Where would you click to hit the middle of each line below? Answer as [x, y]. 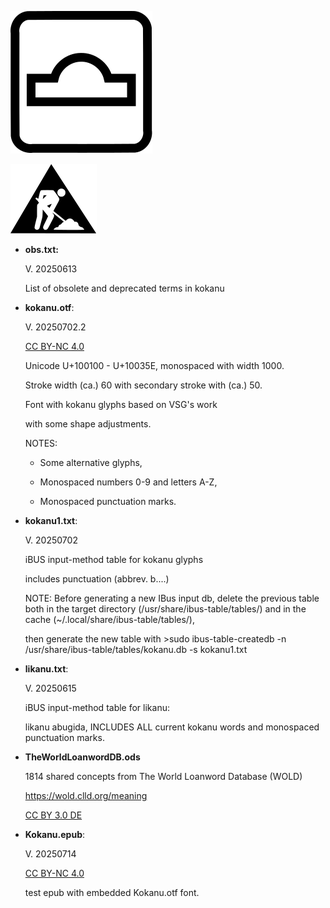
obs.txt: [41, 249]
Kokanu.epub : [55, 834]
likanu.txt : [46, 669]
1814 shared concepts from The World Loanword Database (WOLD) [163, 776]
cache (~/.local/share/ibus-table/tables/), [110, 619]
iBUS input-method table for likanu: [97, 707]
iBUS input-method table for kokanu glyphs [114, 559]
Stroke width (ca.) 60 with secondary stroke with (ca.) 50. [143, 385]
